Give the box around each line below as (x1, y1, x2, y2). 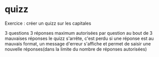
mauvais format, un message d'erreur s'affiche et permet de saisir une (5, 40, 151, 46)
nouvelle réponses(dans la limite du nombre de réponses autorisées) (5, 46, 147, 52)
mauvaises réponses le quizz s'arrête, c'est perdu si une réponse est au (5, 35, 154, 41)
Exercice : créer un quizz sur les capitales (5, 20, 92, 26)
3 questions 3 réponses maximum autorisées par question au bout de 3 (5, 30, 153, 36)
